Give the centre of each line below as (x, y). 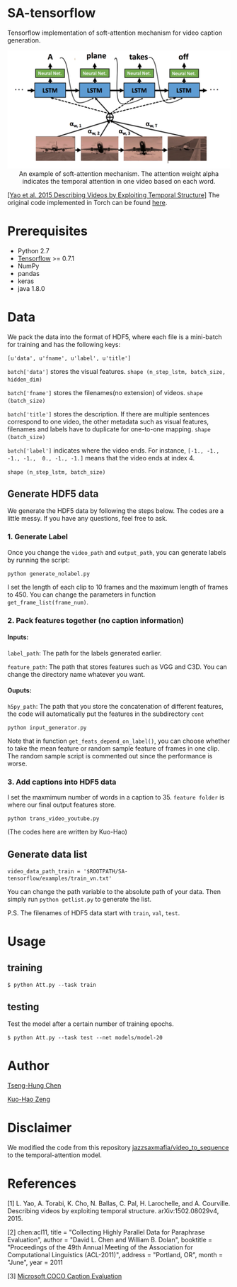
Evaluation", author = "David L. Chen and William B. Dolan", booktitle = (110, 1239)
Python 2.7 (33, 250)
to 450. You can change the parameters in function (82, 595)
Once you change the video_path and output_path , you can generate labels (117, 552)
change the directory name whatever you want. (76, 674)
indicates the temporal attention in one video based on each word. (119, 181)
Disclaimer (40, 1128)
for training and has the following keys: (64, 344)
